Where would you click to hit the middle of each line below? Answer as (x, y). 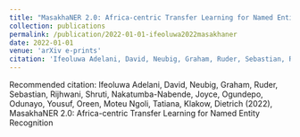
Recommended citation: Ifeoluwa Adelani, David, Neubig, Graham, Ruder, (144, 85)
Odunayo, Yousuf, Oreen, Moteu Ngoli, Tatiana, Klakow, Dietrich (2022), (141, 103)
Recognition (31, 123)
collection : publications (57, 26)
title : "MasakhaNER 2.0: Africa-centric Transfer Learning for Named (142, 17)
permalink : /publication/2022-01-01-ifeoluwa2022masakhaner (124, 34)
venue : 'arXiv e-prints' (55, 51)
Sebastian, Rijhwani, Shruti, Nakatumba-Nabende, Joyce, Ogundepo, (136, 94)
